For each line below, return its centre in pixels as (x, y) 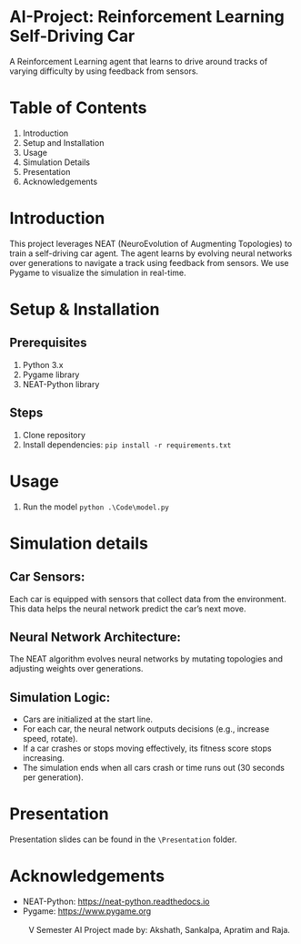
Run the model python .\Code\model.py (96, 507)
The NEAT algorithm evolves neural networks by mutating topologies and (146, 659)
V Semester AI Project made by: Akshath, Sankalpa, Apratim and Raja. (160, 930)
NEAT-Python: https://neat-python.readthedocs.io (116, 902)
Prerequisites (48, 343)
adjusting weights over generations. (76, 669)
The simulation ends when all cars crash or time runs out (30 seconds (153, 768)
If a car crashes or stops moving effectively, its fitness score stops (147, 748)
